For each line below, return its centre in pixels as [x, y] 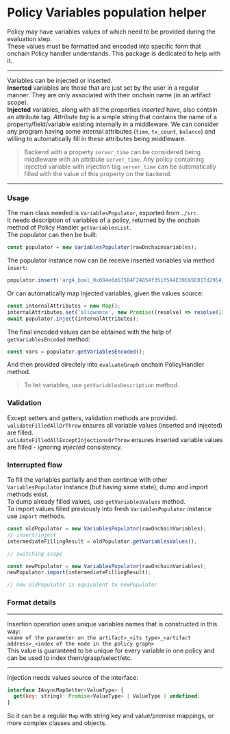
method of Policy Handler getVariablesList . [69, 228]
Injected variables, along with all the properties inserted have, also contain [112, 109]
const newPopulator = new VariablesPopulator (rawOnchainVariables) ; [107, 566]
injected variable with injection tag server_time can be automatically [120, 167]
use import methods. [37, 516]
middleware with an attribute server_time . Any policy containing [114, 159]
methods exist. [28, 494]
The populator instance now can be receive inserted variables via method [111, 260]
